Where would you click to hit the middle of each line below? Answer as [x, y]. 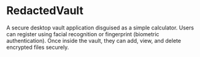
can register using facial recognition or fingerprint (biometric [83, 34]
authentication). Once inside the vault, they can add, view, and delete [94, 40]
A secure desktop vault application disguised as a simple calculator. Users [100, 28]
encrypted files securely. [38, 47]
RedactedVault [45, 11]
